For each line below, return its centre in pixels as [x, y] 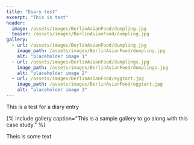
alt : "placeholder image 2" [52, 73]
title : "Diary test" [32, 12]
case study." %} [26, 125]
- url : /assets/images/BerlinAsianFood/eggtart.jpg [78, 78]
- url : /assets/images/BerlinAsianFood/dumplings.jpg [80, 62]
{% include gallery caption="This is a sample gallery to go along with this [97, 118]
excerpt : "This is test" [37, 17]
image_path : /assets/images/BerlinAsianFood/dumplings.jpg [93, 67]
